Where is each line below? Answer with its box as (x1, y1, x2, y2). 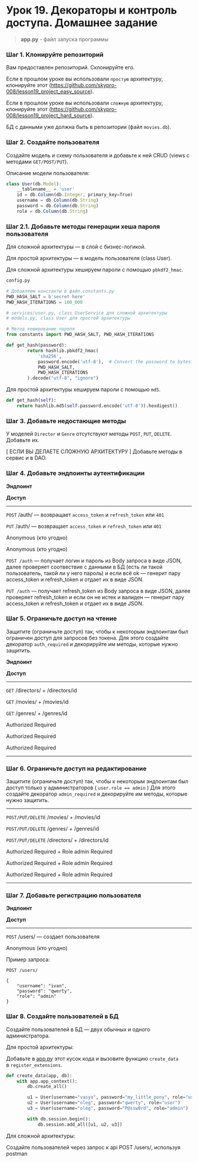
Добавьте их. (6, 437, 39, 444)
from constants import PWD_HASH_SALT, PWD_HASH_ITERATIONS (6, 332, 154, 338)
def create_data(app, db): (6, 1072, 72, 1078)
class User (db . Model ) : (6, 181, 62, 187)
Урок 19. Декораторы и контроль (6, 4, 177, 17)
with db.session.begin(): (27, 1116, 91, 1122)
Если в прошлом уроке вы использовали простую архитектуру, (6, 75, 163, 83)
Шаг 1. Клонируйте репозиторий (6, 50, 104, 59)
